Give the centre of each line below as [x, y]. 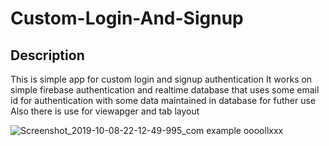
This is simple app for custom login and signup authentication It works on [161, 79]
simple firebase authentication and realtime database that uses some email [165, 90]
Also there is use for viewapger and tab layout [105, 111]
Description [47, 55]
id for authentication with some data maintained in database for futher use [163, 100]
